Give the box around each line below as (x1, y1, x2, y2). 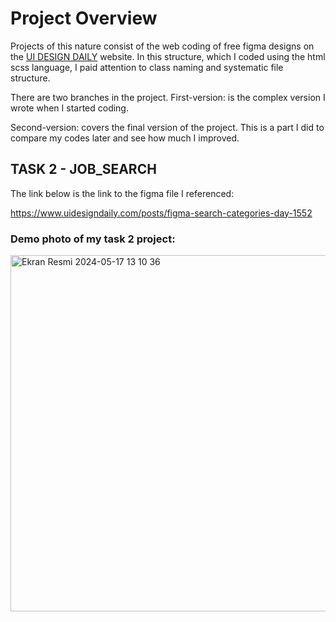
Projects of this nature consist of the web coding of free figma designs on (10, 40, 315, 52)
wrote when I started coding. (10, 102, 129, 114)
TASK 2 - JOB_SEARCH (10, 161, 157, 178)
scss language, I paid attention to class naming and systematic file (10, 61, 284, 73)
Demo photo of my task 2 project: (10, 232, 176, 246)
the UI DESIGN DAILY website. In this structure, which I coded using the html (10, 50, 326, 62)
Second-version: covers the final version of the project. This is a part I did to (10, 121, 325, 133)
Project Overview (10, 7, 158, 30)
